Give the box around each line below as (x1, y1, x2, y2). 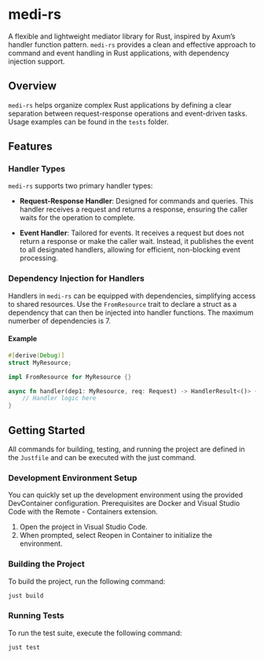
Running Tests (8, 610, 64, 621)
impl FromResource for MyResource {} (8, 373, 132, 381)
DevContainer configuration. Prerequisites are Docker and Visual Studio (8, 499, 240, 508)
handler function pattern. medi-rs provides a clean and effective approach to (8, 39, 256, 49)
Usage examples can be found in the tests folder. (8, 116, 169, 127)
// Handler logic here (22, 395, 97, 403)
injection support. (8, 57, 65, 66)
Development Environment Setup (8, 472, 137, 483)
